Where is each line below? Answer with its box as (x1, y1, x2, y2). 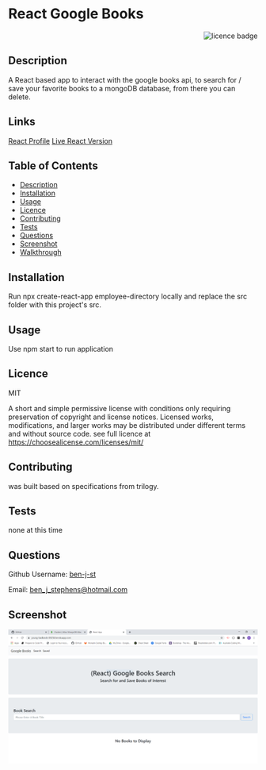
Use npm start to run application (8, 345, 113, 353)
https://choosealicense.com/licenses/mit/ (8, 437, 144, 447)
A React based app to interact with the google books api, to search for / (8, 75, 241, 84)
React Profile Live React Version (8, 136, 113, 145)
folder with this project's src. (8, 300, 101, 310)
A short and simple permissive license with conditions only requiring (8, 403, 231, 413)
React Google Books (8, 5, 144, 23)
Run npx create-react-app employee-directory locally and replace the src (8, 291, 248, 302)
